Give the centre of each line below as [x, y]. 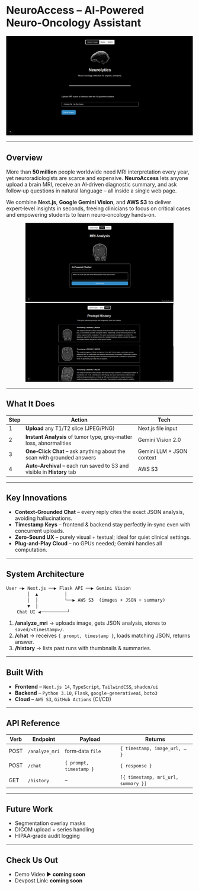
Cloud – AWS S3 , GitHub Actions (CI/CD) [63, 699]
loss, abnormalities [49, 443]
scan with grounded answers [61, 457]
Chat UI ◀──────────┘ [43, 612]
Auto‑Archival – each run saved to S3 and [77, 466]
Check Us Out [32, 860]
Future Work [30, 809]
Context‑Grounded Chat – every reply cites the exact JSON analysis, [99, 512]
